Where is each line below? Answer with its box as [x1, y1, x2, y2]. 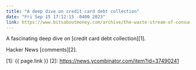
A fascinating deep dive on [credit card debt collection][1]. [6, 35, 146, 42]
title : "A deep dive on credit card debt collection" [6, 8, 140, 14]
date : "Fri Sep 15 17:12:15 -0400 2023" [6, 14, 106, 20]
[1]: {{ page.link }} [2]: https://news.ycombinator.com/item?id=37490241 [6, 57, 180, 64]
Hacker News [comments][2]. [6, 46, 78, 53]
